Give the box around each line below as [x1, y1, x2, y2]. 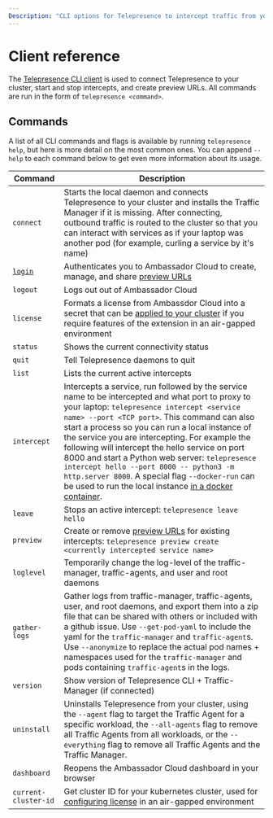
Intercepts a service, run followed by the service [63, 381, 248, 392]
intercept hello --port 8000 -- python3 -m [63, 462, 235, 472]
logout [12, 286, 38, 295]
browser [63, 772, 96, 784]
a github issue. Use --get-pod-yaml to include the [63, 621, 252, 632]
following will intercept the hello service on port [63, 442, 245, 453]
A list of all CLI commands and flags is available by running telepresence [8, 136, 252, 147]
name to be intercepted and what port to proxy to [63, 392, 251, 403]
